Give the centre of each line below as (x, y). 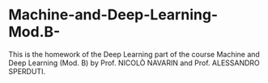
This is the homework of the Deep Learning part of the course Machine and (134, 54)
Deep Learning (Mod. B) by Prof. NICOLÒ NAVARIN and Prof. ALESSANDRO (134, 63)
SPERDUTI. (27, 71)
